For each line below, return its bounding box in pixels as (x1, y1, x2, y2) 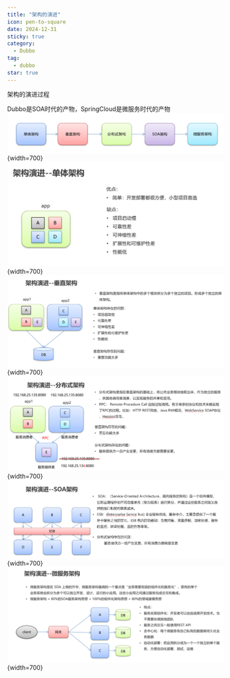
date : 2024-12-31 (7, 26, 57, 32)
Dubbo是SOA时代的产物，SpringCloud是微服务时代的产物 (7, 104, 171, 113)
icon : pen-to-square (7, 18, 67, 26)
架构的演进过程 (7, 90, 50, 98)
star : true (7, 69, 39, 76)
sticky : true (7, 33, 45, 40)
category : (7, 40, 36, 48)
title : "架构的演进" (7, 11, 61, 18)
